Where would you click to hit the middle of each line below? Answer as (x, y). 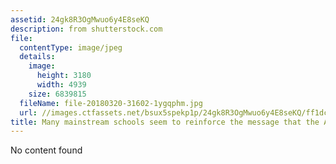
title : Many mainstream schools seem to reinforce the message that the (165, 122)
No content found (46, 150)
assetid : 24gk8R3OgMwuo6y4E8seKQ (80, 19)
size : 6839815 (57, 94)
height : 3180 (64, 76)
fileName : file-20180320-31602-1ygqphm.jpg (111, 103)
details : (37, 57)
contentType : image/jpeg (71, 47)
